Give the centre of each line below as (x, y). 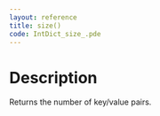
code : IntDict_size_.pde (55, 34)
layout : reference (43, 17)
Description (53, 77)
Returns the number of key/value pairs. (80, 102)
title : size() (36, 26)
